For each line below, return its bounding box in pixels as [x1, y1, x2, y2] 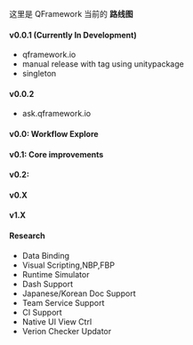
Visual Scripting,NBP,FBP [21, 260, 116, 270]
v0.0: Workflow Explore [9, 129, 100, 139]
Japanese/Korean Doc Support [21, 288, 136, 299]
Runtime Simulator [21, 269, 90, 279]
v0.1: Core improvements [9, 148, 104, 159]
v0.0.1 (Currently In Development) [9, 29, 137, 40]
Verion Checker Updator [21, 325, 112, 336]
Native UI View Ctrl [21, 316, 92, 327]
